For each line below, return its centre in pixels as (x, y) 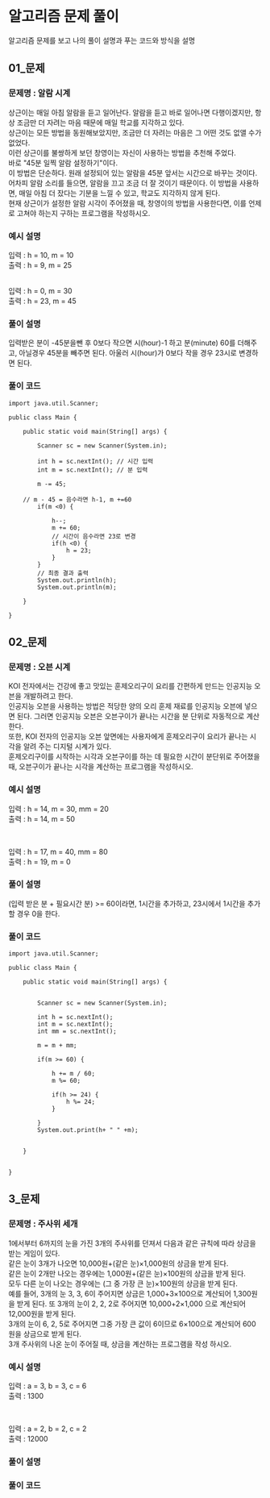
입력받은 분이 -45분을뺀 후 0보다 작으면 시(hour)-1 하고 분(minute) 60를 (122, 343)
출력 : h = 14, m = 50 (42, 818)
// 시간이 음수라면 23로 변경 (93, 536)
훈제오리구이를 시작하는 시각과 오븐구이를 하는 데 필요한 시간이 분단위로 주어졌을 (134, 757)
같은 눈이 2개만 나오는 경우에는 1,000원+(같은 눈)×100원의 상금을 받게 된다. (127, 1273)
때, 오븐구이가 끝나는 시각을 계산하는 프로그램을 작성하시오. (101, 767)
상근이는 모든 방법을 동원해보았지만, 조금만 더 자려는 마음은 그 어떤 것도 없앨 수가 (135, 132)
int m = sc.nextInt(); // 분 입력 (93, 470)
